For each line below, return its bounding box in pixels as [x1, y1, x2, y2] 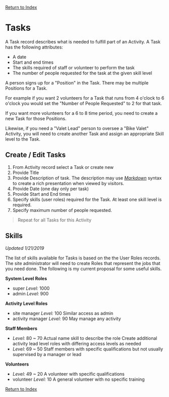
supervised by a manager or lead [12, 351, 82, 357]
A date [12, 54, 27, 60]
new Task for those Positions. [5, 115, 67, 121]
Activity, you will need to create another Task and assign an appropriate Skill [5, 130, 164, 137]
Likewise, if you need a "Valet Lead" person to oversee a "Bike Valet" [5, 125, 149, 131]
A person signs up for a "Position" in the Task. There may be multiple [5, 79, 149, 85]
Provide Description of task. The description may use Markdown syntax [12, 174, 162, 181]
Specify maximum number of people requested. [12, 207, 112, 213]
